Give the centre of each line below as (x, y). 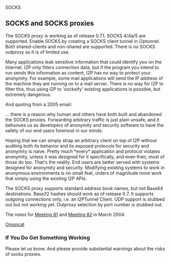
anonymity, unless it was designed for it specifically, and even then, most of (85, 157)
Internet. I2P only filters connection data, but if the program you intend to (82, 67)
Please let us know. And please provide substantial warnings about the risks (85, 249)
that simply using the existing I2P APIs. (46, 178)
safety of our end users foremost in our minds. (54, 130)
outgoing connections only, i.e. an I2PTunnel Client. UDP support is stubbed (85, 199)
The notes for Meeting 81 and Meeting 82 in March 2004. (66, 215)
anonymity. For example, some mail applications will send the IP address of (84, 78)
